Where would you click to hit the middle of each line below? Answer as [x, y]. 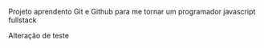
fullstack [22, 20]
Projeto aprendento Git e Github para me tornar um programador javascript [132, 12]
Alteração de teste [39, 36]
